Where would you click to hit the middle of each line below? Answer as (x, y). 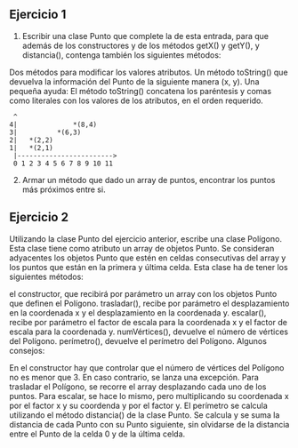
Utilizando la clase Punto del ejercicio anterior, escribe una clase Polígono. (146, 238)
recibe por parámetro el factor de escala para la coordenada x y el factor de (148, 322)
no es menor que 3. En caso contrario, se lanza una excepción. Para (134, 377)
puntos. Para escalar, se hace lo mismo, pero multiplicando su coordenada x (149, 396)
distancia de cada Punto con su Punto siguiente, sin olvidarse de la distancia (149, 424)
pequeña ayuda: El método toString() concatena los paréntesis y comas (141, 91)
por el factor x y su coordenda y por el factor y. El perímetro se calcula (139, 405)
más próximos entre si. (64, 189)
